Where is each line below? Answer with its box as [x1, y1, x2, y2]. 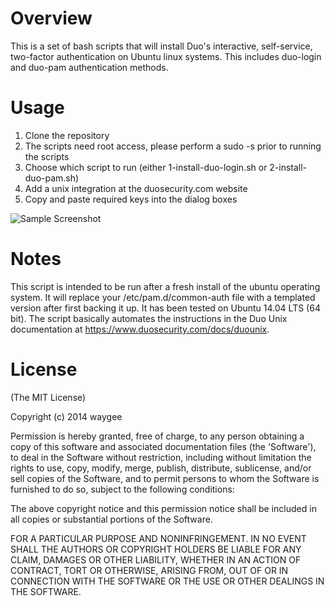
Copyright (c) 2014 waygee [10, 410, 123, 422]
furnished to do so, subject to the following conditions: [10, 483, 235, 495]
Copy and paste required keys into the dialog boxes [24, 193, 238, 205]
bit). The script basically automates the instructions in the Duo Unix [10, 312, 288, 324]
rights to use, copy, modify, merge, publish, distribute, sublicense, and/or [10, 462, 312, 474]
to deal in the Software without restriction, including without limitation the [10, 451, 312, 463]
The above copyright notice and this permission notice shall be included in [10, 502, 317, 514]
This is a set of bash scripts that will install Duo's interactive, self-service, [10, 40, 313, 52]
